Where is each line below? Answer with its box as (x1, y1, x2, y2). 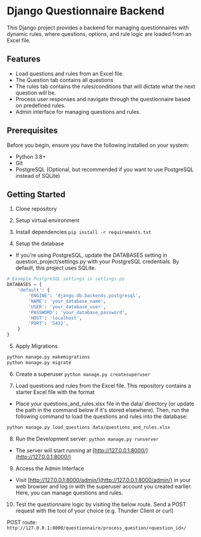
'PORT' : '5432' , (28, 320, 69, 327)
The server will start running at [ (15, 447, 95, 454)
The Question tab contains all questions (15, 76, 114, 83)
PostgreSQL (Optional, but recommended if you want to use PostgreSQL (15, 166, 194, 173)
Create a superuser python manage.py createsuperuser (15, 370, 151, 378)
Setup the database (15, 240, 65, 247)
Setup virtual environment (15, 217, 80, 224)
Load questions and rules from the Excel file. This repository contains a (15, 382, 191, 389)
